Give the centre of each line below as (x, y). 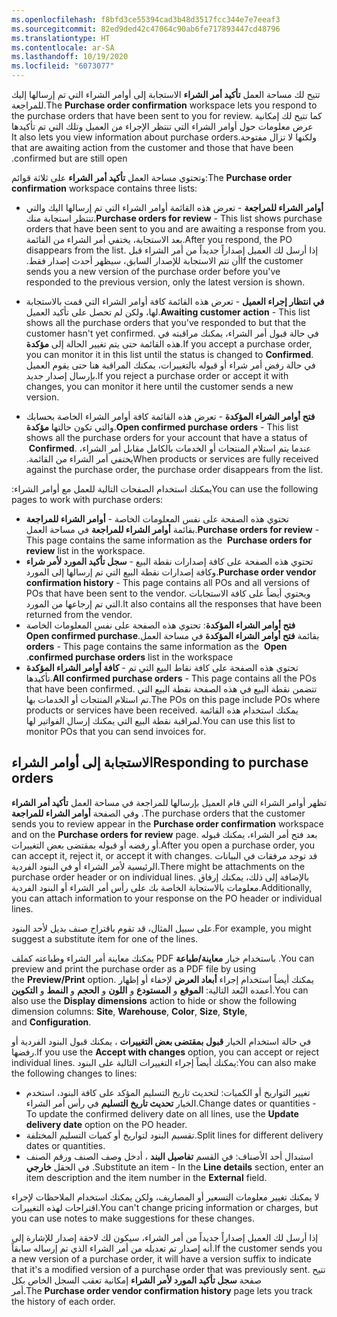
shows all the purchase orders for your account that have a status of (166, 437)
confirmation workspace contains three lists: (104, 188)
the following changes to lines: (74, 1073)
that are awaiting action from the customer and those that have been (152, 147)
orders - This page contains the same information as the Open (156, 646)
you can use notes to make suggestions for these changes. (133, 1218)
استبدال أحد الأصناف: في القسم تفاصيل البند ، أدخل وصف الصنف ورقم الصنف (169, 1156)
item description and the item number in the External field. (146, 1177)
